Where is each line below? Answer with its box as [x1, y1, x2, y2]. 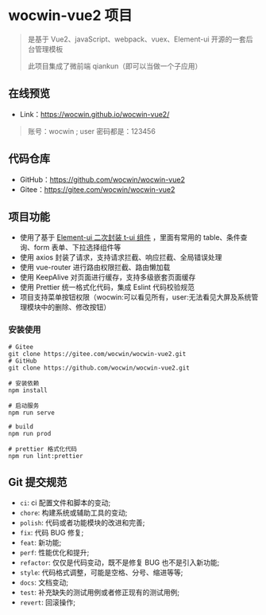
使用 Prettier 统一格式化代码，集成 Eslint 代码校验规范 [19, 283, 195, 292]
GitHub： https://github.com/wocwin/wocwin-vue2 [19, 174, 185, 184]
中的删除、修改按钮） [40, 303, 111, 312]
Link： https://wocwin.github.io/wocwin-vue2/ [19, 109, 170, 119]
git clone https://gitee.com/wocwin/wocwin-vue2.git [8, 350, 187, 358]
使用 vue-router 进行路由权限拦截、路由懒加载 [19, 263, 171, 272]
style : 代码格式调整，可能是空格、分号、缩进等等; [19, 568, 183, 578]
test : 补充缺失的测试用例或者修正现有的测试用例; [19, 588, 180, 597]
